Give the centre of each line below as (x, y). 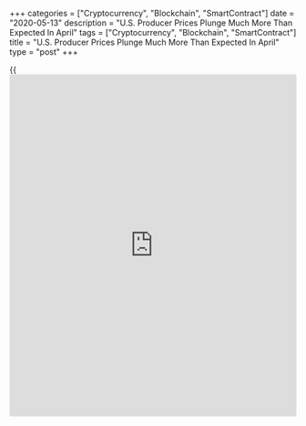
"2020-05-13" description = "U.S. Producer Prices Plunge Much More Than (151, 23)
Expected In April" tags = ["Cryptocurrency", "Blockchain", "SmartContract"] (153, 32)
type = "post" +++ (44, 52)
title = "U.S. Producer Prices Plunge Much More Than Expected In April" (144, 42)
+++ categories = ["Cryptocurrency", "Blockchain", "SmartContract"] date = (152, 13)
